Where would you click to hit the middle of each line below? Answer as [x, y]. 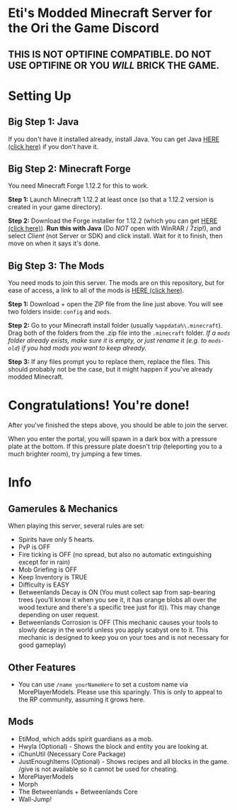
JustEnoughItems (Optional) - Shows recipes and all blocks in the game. [123, 761]
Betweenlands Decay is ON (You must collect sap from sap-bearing [117, 592]
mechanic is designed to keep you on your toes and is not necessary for [123, 638]
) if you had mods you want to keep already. [82, 348]
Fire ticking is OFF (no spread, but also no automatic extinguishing [115, 555]
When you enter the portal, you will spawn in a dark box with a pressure [113, 439]
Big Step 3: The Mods [56, 266]
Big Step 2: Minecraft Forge [70, 168]
